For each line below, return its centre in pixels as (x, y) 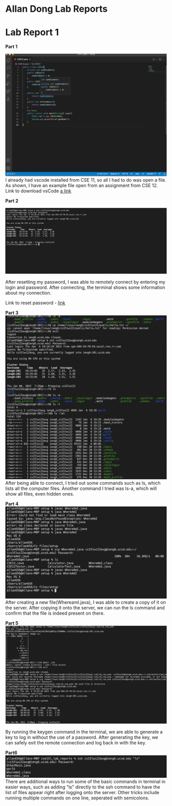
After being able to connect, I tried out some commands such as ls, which (83, 483)
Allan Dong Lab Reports (57, 9)
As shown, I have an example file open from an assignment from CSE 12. (82, 185)
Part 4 (12, 504)
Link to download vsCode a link (38, 191)
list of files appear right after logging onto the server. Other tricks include (82, 792)
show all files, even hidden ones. (40, 494)
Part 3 (12, 313)
